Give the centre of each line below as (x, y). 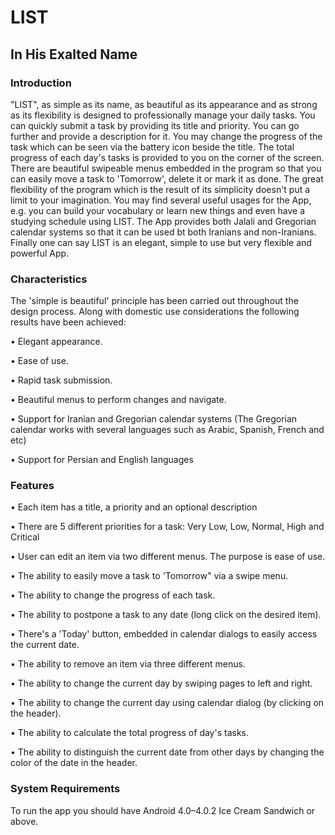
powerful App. (40, 253)
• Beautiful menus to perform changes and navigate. (118, 400)
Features (32, 486)
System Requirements (65, 789)
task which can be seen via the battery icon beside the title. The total (152, 147)
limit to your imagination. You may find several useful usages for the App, (161, 200)
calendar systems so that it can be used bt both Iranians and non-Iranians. (163, 232)
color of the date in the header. (74, 763)
